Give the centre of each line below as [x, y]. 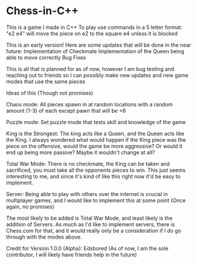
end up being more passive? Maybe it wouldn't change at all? [81, 152]
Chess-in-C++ [42, 11]
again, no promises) [30, 206]
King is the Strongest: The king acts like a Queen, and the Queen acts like [95, 133]
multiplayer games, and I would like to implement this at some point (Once [96, 200]
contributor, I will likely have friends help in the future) [72, 255]
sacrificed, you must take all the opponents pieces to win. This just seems [96, 170]
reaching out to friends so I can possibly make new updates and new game [97, 75]
